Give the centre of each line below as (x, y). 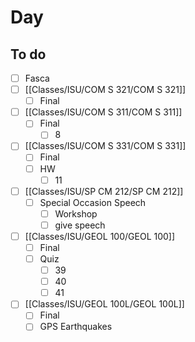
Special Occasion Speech (93, 202)
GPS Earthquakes (76, 327)
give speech (80, 225)
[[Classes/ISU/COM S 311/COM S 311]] (103, 112)
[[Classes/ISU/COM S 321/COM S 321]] (105, 90)
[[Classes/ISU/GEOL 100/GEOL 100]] (100, 236)
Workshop (76, 213)
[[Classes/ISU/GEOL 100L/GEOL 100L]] (104, 304)
